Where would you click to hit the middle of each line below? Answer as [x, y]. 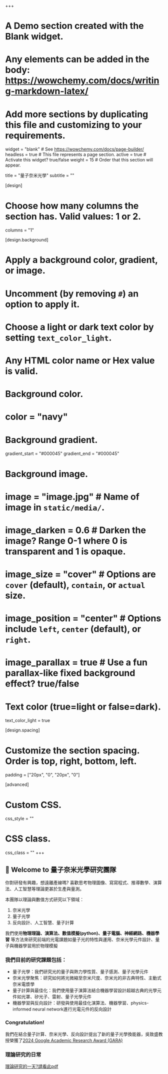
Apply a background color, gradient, [81, 260]
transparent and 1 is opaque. [65, 551]
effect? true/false [42, 684]
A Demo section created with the [74, 26]
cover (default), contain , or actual [75, 585]
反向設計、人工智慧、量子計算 [43, 922]
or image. [25, 271]
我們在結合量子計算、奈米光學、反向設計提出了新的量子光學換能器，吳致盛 [82, 1034]
